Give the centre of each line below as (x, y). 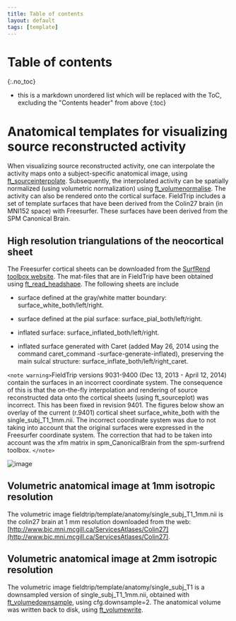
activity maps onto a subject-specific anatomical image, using (98, 173)
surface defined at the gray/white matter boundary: (92, 298)
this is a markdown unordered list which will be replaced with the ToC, (119, 95)
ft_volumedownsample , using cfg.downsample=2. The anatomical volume (114, 602)
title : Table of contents (45, 14)
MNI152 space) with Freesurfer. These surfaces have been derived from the (118, 211)
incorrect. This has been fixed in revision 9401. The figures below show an (116, 405)
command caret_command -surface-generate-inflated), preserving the (120, 354)
